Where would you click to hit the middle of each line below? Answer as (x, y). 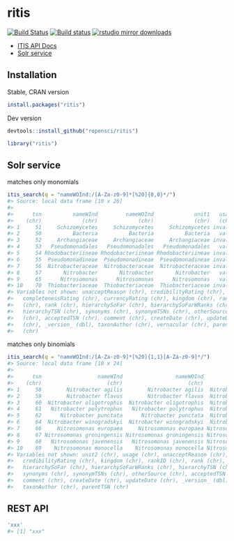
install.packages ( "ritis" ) (46, 105)
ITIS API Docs (37, 45)
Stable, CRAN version (38, 91)
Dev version (24, 118)
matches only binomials (41, 344)
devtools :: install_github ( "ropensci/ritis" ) (73, 131)
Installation (32, 75)
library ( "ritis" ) (32, 143)
